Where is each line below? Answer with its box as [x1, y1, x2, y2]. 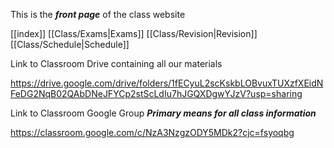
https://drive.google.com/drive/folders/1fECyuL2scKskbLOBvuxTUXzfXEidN [10, 77, 324, 89]
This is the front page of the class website [10, 9, 186, 20]
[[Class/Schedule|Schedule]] [10, 39, 130, 50]
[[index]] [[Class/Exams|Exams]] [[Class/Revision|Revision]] [10, 28, 258, 39]
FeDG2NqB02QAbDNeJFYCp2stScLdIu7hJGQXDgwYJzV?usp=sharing [10, 88, 303, 99]
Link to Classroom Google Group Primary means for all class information [10, 107, 317, 119]
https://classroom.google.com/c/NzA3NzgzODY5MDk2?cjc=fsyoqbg [10, 127, 295, 138]
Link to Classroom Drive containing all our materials [10, 58, 223, 69]
